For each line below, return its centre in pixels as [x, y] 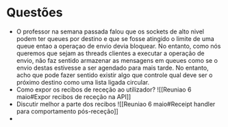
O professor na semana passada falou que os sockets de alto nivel [110, 31]
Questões [35, 13]
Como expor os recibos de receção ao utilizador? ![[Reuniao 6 [104, 89]
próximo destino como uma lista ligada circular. [83, 82]
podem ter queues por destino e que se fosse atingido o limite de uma [115, 38]
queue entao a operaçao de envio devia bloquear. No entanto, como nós [118, 46]
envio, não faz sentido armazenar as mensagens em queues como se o [117, 60]
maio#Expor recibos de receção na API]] [74, 96]
